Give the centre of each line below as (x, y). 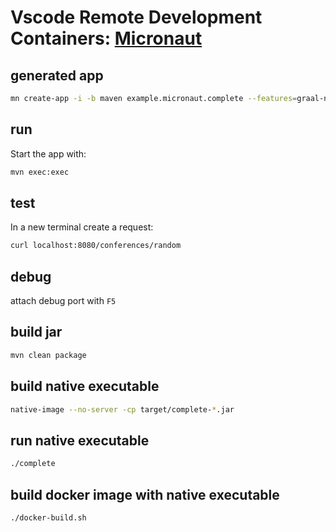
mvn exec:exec (40, 172)
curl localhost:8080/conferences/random (96, 246)
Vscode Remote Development (136, 17)
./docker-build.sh (48, 517)
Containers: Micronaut (106, 38)
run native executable (80, 440)
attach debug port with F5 (63, 301)
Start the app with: (48, 153)
